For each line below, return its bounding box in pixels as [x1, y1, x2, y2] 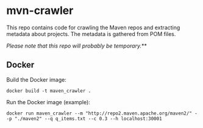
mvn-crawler [6, 4, 74, 18]
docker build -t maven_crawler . [6, 88, 91, 94]
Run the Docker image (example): [6, 98, 90, 105]
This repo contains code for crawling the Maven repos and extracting [6, 24, 180, 31]
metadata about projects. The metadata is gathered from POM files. [6, 30, 176, 37]
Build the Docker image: [6, 76, 67, 83]
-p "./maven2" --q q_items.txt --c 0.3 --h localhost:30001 [6, 115, 163, 122]
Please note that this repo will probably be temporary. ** [6, 42, 148, 49]
